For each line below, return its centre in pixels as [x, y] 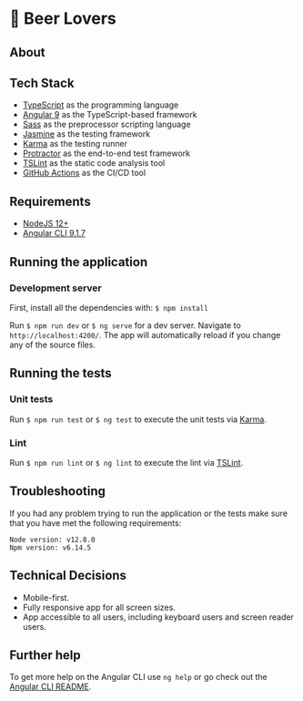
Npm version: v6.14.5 [50, 547]
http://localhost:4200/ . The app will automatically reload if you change [145, 335]
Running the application [79, 262]
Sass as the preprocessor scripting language [106, 124]
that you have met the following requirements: [96, 522]
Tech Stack [42, 82]
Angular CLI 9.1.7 [54, 233]
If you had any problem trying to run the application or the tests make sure [149, 513]
